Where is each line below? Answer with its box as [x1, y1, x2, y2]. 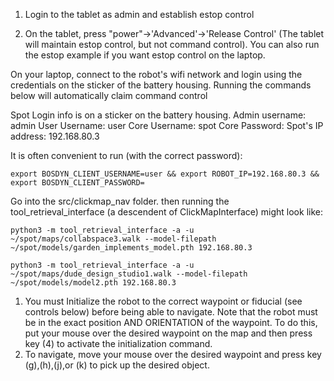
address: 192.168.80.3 [10, 130, 100, 142]
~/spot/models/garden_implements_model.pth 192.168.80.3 [10, 243, 253, 253]
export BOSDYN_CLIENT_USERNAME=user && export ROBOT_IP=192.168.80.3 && [10, 169, 320, 179]
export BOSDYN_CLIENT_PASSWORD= [10, 178, 145, 188]
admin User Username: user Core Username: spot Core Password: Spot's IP [10, 120, 324, 131]
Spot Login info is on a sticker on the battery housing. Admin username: [10, 109, 307, 121]
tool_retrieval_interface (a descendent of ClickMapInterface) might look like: [10, 206, 323, 218]
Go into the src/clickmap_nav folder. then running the [10, 195, 230, 207]
